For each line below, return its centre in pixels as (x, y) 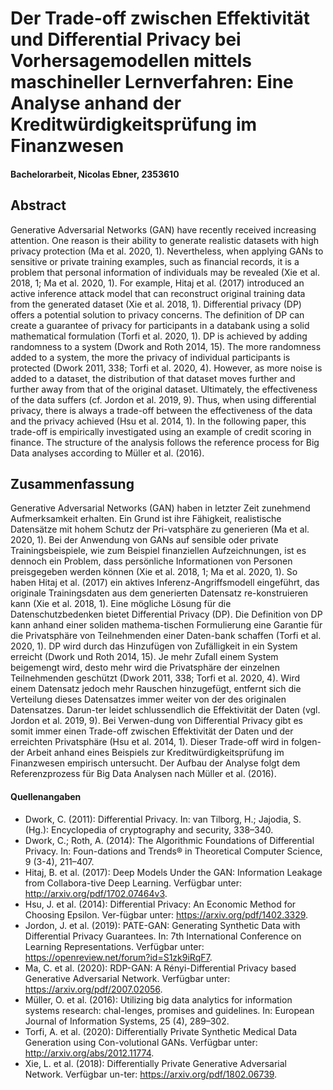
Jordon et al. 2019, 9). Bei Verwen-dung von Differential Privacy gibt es (156, 721)
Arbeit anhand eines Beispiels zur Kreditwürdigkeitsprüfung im (155, 753)
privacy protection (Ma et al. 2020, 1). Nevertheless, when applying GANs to (167, 251)
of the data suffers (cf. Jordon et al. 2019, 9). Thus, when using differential (163, 399)
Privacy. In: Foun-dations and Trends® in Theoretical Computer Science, (173, 851)
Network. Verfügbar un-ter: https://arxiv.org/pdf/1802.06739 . (151, 1074)
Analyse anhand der (96, 103)
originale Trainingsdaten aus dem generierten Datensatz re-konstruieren (159, 593)
